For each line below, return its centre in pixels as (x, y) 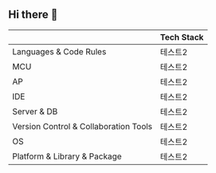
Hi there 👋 (33, 15)
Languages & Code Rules (59, 51)
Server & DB (35, 111)
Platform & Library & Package (67, 156)
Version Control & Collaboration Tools (82, 126)
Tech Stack (182, 37)
